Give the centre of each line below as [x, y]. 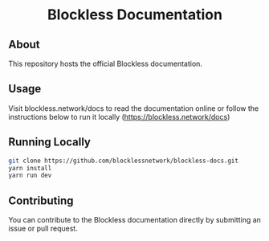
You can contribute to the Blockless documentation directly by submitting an [134, 220]
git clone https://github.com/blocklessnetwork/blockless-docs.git [124, 161]
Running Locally [49, 142]
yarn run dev [30, 176]
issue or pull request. [43, 229]
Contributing [41, 200]
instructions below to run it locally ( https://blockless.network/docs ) [119, 116]
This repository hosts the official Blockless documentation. [106, 63]
